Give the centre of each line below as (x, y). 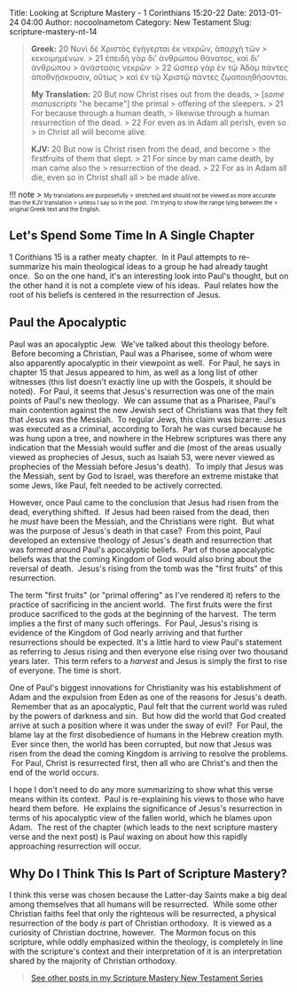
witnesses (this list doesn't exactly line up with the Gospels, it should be (141, 381)
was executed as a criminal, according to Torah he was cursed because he (146, 428)
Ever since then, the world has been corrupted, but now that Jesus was (141, 744)
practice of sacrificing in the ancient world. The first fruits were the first (141, 604)
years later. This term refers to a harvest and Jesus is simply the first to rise (148, 660)
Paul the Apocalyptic (68, 323)
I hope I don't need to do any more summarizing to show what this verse (141, 789)
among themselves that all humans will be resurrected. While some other (143, 904)
